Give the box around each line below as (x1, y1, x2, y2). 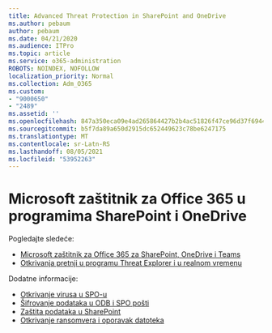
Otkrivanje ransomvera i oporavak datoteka (19, 315, 164, 325)
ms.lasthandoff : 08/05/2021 (8, 147, 104, 156)
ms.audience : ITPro (8, 42, 74, 50)
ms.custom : (8, 87, 45, 96)
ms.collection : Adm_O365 (8, 79, 92, 88)
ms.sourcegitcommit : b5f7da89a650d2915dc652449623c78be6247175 (8, 125, 227, 133)
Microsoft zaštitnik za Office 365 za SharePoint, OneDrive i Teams (19, 250, 241, 259)
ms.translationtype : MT (8, 132, 89, 140)
